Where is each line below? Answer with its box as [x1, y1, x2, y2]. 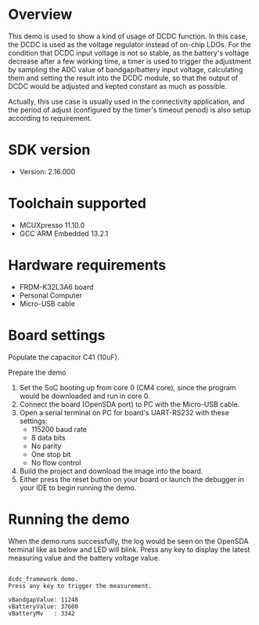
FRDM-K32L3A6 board [19, 282, 94, 291]
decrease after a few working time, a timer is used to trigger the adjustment [8, 57, 252, 66]
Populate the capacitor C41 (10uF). [8, 352, 120, 362]
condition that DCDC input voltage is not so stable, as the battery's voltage [8, 48, 250, 57]
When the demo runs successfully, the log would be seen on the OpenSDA [8, 536, 249, 546]
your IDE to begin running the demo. [19, 483, 137, 492]
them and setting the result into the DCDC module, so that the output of [8, 73, 239, 82]
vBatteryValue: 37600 [8, 602, 79, 610]
